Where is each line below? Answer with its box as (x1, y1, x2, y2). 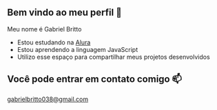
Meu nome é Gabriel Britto (7, 25, 82, 33)
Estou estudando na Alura (17, 38, 91, 46)
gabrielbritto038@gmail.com (7, 95, 89, 103)
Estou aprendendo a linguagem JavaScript (17, 45, 138, 53)
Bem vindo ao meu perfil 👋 (7, 7, 123, 18)
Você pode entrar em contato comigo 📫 (7, 73, 183, 85)
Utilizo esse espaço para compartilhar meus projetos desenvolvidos (17, 53, 210, 61)
